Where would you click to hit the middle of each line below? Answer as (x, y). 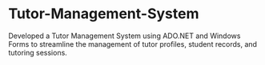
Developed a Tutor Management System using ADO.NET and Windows (124, 36)
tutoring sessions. (38, 52)
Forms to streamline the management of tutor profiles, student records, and (133, 44)
